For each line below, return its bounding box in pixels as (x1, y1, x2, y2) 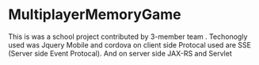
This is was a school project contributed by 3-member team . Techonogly (8, 32, 248, 41)
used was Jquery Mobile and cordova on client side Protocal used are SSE (8, 40, 252, 49)
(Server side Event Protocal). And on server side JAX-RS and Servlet (8, 48, 232, 58)
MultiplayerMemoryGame (8, 6, 181, 24)
